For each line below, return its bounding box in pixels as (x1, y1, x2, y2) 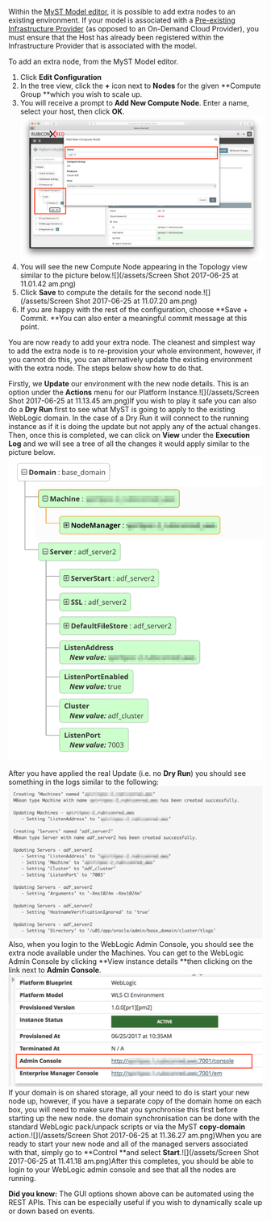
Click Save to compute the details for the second (19, 287, 183, 297)
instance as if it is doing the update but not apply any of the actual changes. (8, 421, 261, 431)
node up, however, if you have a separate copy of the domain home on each (8, 1096, 262, 1106)
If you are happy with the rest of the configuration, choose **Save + (19, 304, 248, 314)
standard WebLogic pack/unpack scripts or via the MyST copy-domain (8, 1121, 246, 1132)
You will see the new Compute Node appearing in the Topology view (19, 261, 248, 271)
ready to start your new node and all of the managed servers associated (8, 1139, 248, 1149)
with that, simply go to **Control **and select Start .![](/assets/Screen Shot (8, 1147, 260, 1157)
